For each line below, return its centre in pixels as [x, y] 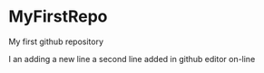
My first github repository [56, 41]
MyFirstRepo [58, 17]
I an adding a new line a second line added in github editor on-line [132, 59]
